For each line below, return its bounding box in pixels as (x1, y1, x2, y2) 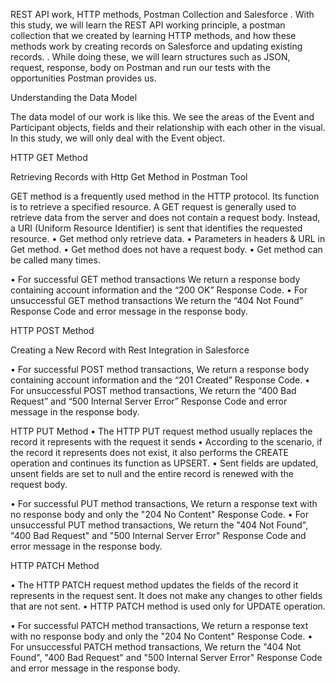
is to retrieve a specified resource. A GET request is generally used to (10, 201, 297, 213)
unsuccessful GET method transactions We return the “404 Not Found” (10, 295, 304, 306)
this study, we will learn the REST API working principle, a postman (10, 19, 286, 31)
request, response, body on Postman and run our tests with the (10, 62, 271, 73)
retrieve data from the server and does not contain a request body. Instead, (10, 212, 321, 223)
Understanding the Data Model (10, 92, 138, 103)
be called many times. (10, 254, 101, 266)
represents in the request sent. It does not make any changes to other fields (10, 590, 323, 601)
